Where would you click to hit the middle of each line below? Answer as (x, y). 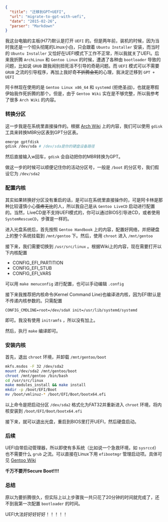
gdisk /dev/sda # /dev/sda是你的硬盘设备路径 (50, 146)
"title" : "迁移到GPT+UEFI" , (38, 12)
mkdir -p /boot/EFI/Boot (31, 390)
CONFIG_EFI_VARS (32, 273)
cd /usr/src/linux (24, 380)
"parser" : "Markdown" (32, 26)
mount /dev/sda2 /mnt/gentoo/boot (41, 371)
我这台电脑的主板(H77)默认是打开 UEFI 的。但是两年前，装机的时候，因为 (80, 41)
